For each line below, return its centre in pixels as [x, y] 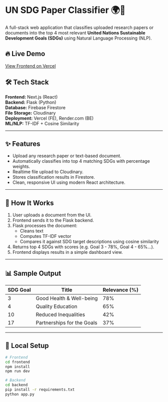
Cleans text [31, 231]
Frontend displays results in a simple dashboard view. [67, 252]
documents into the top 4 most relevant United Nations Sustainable [75, 33]
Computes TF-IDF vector [45, 236]
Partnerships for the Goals [66, 323]
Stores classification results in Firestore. [53, 177]
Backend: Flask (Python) [31, 102]
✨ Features [23, 144]
